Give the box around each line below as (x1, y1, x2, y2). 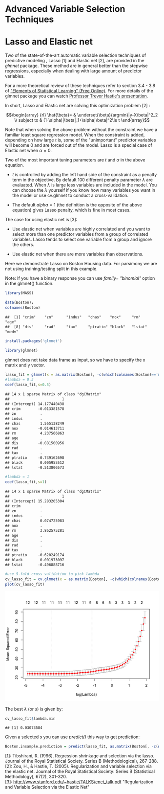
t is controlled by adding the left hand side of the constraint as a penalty (12, 172, 157, 178)
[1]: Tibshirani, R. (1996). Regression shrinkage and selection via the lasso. (5, 753, 155, 759)
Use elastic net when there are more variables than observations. (12, 251, 143, 257)
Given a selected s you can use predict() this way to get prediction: (5, 734, 140, 740)
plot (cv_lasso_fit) (5, 582, 45, 587)
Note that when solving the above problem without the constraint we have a (5, 127, 158, 133)
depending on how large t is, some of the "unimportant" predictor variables (5, 137, 156, 143)
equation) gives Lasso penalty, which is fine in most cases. (12, 207, 131, 213)
